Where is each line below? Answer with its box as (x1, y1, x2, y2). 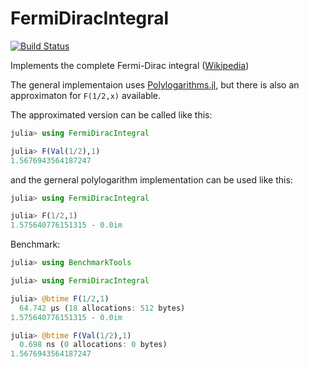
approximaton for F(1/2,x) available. (10, 89, 162, 101)
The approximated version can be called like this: (10, 108, 213, 121)
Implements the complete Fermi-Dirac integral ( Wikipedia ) (10, 59, 250, 71)
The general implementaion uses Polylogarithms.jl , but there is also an (10, 78, 300, 91)
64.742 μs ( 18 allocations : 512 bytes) (19, 303, 186, 313)
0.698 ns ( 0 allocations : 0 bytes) (19, 340, 168, 350)
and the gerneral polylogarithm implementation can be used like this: (10, 173, 293, 186)
